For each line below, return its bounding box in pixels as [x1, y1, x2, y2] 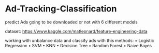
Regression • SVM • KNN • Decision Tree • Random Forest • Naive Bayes [5, 42, 152, 48]
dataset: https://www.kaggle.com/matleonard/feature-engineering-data [5, 28, 147, 34]
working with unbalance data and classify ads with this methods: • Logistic [5, 37, 155, 43]
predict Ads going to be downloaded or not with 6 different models [5, 19, 138, 25]
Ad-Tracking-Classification [5, 3, 117, 14]
